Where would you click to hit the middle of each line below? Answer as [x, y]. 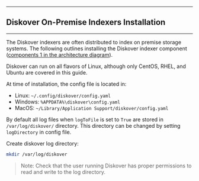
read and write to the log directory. [63, 172]
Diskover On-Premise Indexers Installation [86, 22]
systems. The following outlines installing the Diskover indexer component [97, 49]
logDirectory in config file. [39, 132]
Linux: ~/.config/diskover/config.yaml [63, 95]
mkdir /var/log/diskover [37, 154]
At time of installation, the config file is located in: [66, 84]
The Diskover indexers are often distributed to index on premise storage [94, 42]
